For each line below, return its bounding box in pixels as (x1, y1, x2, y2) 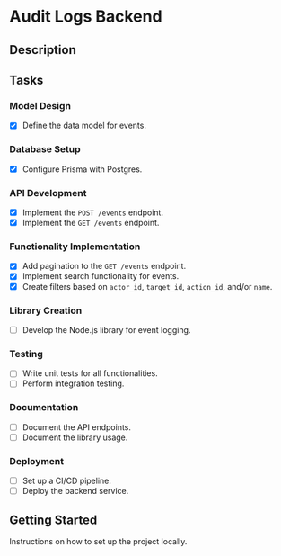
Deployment (9, 454, 65, 467)
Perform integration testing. (22, 378, 125, 389)
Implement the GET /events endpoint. (22, 218, 160, 229)
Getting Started (9, 512, 98, 527)
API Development (9, 186, 87, 199)
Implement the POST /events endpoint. (22, 207, 164, 218)
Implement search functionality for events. (22, 271, 180, 282)
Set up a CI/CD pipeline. (22, 475, 112, 487)
